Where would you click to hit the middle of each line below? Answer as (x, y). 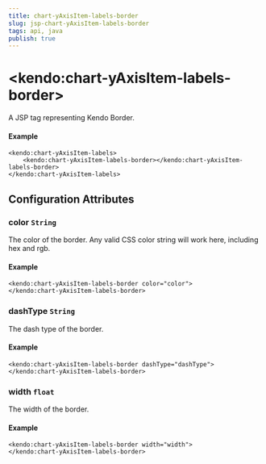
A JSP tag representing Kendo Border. (71, 118)
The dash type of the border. (56, 328)
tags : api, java (35, 31)
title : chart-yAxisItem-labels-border (73, 16)
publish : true (32, 38)
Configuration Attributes (71, 199)
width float (31, 391)
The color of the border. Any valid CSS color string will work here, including (133, 240)
